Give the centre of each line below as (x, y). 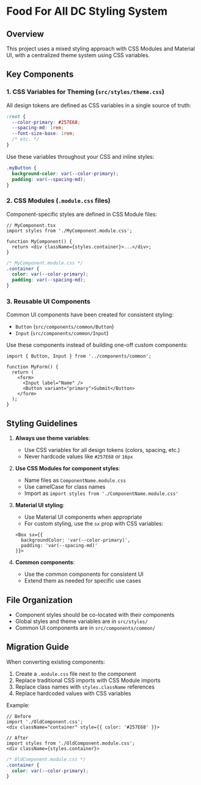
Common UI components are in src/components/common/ (85, 628)
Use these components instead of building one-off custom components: (97, 345)
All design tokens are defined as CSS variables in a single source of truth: (99, 105)
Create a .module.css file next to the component (75, 673)
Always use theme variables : (53, 438)
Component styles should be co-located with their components (95, 615)
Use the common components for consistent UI (84, 574)
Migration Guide (38, 647)
